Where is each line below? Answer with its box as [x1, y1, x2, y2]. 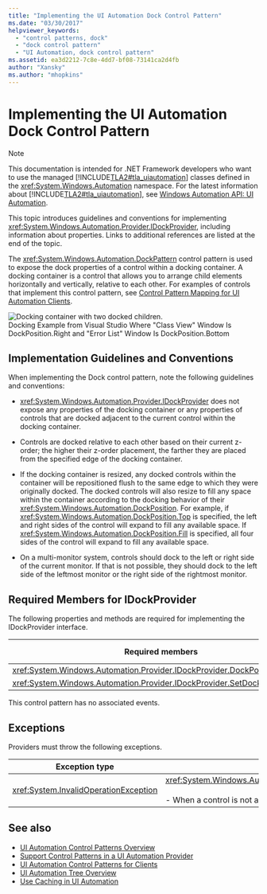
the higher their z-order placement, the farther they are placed [41, 446, 246, 455]
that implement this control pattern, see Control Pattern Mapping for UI [8, 287, 240, 297]
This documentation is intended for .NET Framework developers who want [8, 164, 252, 174]
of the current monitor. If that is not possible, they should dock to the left [19, 561, 257, 571]
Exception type [55, 761, 114, 772]
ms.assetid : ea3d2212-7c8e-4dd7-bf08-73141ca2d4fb [8, 57, 180, 64]
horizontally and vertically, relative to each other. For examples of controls [8, 279, 251, 289]
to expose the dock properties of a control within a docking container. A [8, 262, 244, 271]
